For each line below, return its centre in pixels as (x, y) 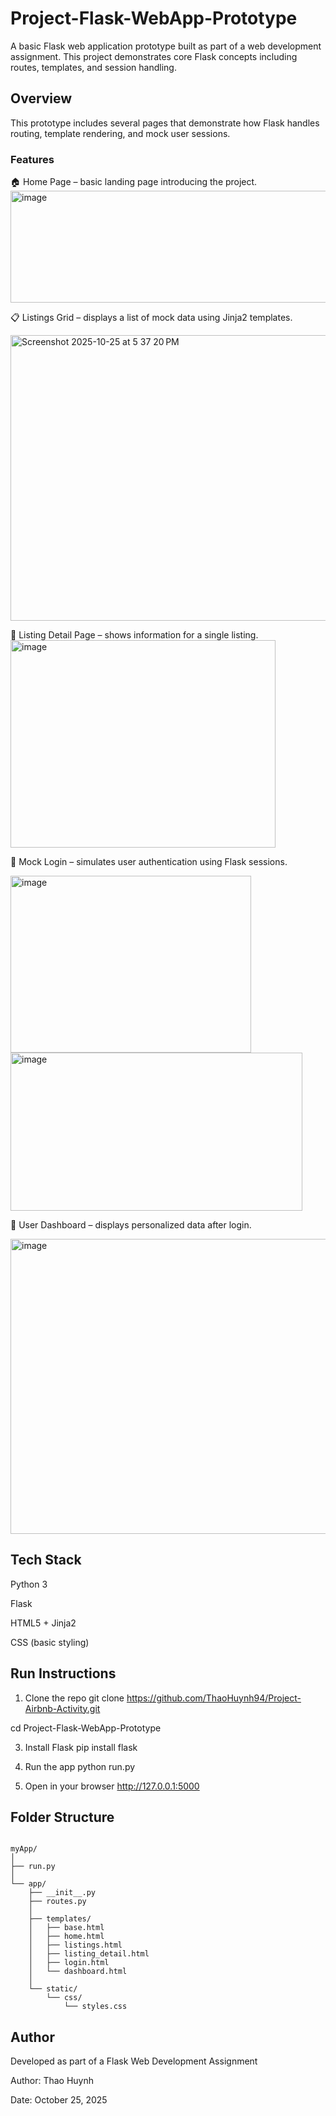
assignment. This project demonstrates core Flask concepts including (154, 56)
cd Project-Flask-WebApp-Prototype (86, 1728)
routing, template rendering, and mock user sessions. (120, 133)
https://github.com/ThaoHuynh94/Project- (214, 1698)
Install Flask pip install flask (81, 1747)
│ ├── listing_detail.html (89, 1954)
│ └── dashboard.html (78, 1972)
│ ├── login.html (69, 1963)
